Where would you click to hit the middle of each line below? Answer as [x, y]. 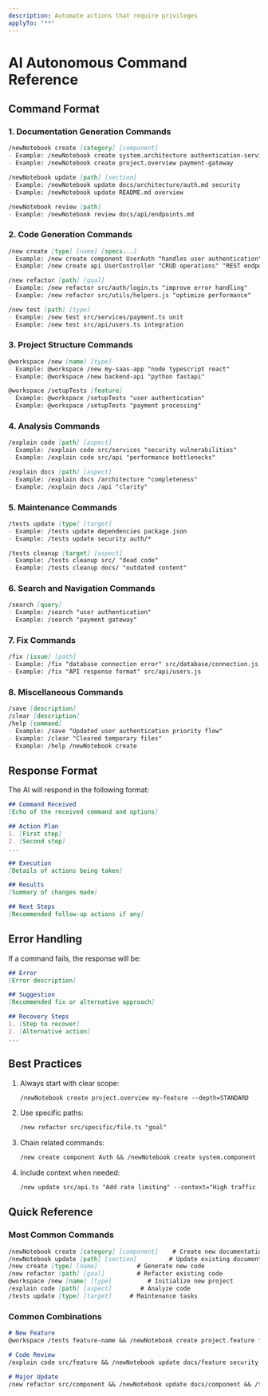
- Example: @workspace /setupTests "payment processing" [105, 406]
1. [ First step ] [35, 834]
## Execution [30, 863]
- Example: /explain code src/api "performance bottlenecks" [112, 458]
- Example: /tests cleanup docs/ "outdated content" [98, 568]
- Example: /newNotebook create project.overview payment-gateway [121, 163]
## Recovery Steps [39, 1017]
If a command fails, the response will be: [75, 958]
